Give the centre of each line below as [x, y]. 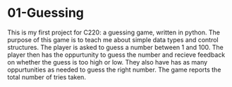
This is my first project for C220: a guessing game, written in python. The [114, 32]
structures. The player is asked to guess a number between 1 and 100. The [115, 47]
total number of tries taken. [47, 77]
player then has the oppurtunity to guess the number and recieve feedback [116, 55]
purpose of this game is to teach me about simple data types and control [113, 39]
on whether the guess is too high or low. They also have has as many [108, 62]
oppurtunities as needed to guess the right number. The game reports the [114, 69]
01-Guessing [46, 13]
